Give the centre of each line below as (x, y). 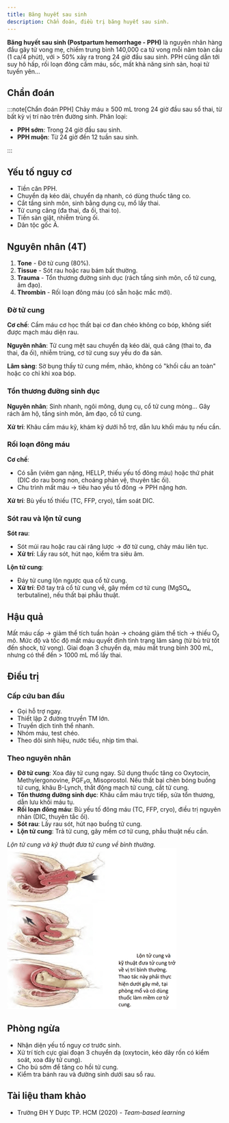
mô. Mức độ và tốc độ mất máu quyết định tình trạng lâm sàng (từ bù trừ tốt (113, 640)
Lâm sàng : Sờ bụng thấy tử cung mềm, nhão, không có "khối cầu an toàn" (112, 366)
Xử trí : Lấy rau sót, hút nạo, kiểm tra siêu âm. (81, 554)
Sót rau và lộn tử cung (44, 518)
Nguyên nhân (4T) (47, 247)
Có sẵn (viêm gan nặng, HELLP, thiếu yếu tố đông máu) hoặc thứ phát (115, 473)
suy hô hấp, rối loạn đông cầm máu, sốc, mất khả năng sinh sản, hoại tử (108, 64)
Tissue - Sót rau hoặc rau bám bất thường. (77, 270)
